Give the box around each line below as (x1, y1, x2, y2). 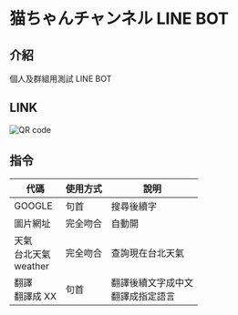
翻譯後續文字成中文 (110, 276, 194, 289)
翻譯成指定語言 (110, 290, 176, 302)
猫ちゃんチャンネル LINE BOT (9, 8, 230, 29)
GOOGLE (14, 199, 53, 212)
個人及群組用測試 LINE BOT (9, 74, 112, 84)
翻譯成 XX (14, 290, 57, 302)
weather (14, 259, 50, 272)
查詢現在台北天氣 (110, 247, 185, 259)
